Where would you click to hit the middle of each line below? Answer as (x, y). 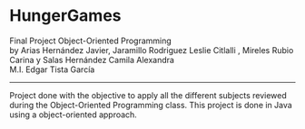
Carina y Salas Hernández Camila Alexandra (92, 60)
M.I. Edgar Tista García (52, 69)
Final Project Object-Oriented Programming (91, 41)
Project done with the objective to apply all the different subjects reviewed (148, 95)
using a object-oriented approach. (74, 115)
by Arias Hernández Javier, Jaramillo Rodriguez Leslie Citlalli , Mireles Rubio (152, 50)
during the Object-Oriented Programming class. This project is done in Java (151, 105)
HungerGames (65, 16)
